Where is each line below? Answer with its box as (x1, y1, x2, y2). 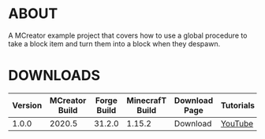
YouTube (220, 118, 254, 129)
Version (12, 100, 43, 111)
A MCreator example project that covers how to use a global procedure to (8, 31, 248, 40)
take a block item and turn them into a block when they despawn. (8, 38, 221, 48)
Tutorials (220, 100, 255, 111)
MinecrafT (126, 95, 167, 106)
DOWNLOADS (8, 67, 101, 85)
